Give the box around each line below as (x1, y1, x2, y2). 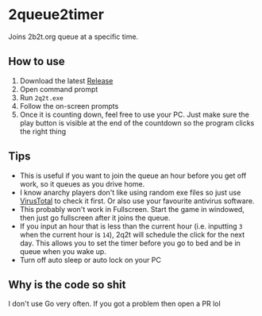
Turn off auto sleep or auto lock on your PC (19, 255, 161, 264)
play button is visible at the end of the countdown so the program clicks (19, 118, 255, 128)
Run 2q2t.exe (19, 93, 64, 102)
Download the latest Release (19, 75, 114, 85)
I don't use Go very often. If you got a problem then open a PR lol (8, 299, 221, 309)
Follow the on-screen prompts (19, 101, 119, 110)
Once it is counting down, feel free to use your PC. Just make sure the (19, 110, 250, 119)
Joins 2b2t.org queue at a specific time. (8, 32, 139, 41)
